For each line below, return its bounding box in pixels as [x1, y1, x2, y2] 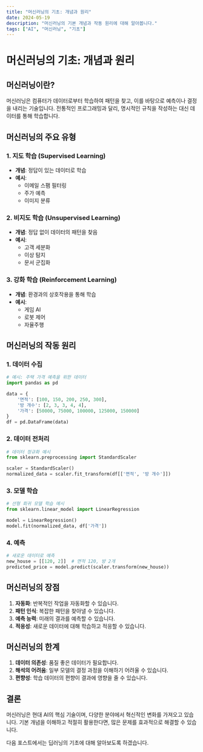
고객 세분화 [24, 244, 50, 251]
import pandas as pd [6, 380, 59, 386]
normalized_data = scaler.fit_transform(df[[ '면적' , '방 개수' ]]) [6, 471, 171, 477]
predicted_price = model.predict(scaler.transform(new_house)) [6, 564, 170, 570]
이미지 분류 [24, 197, 50, 204]
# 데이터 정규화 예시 [6, 449, 51, 455]
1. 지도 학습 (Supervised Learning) [6, 151, 106, 160]
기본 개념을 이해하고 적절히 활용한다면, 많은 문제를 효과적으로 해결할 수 [19, 719, 186, 726]
